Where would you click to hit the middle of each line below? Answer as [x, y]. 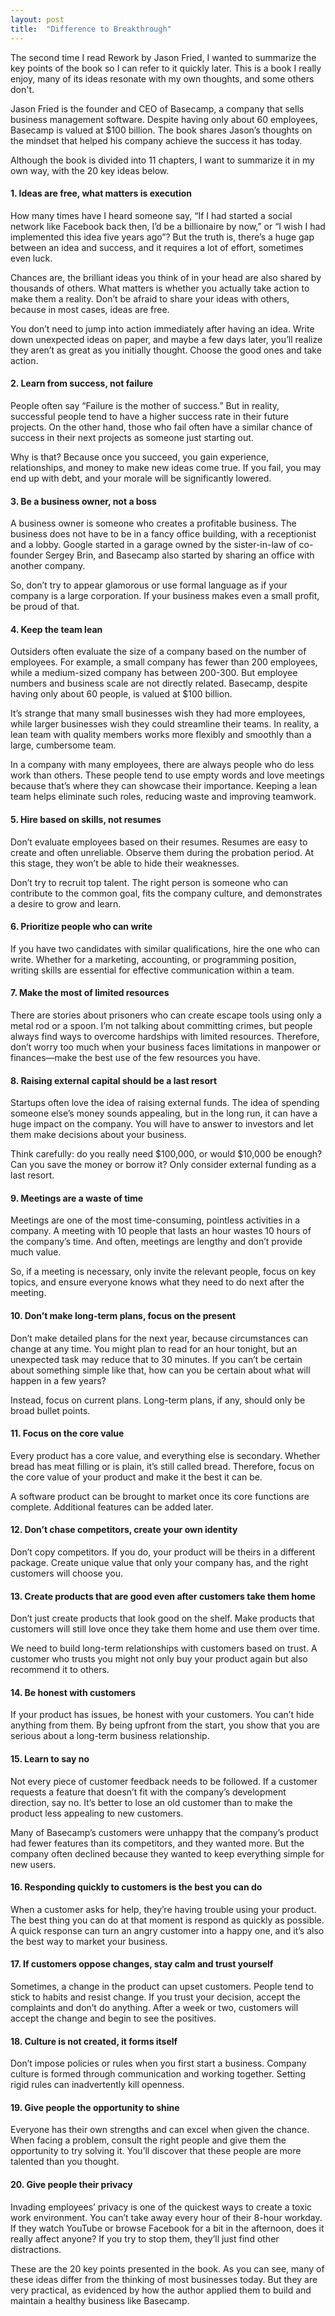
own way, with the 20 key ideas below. [90, 170]
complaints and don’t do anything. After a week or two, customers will [154, 2007]
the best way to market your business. [89, 1941]
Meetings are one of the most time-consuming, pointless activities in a [155, 1220]
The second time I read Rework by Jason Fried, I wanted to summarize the [163, 57]
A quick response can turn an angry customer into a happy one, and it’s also [167, 1930]
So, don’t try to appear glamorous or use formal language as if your [149, 585]
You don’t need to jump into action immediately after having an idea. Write [162, 328]
